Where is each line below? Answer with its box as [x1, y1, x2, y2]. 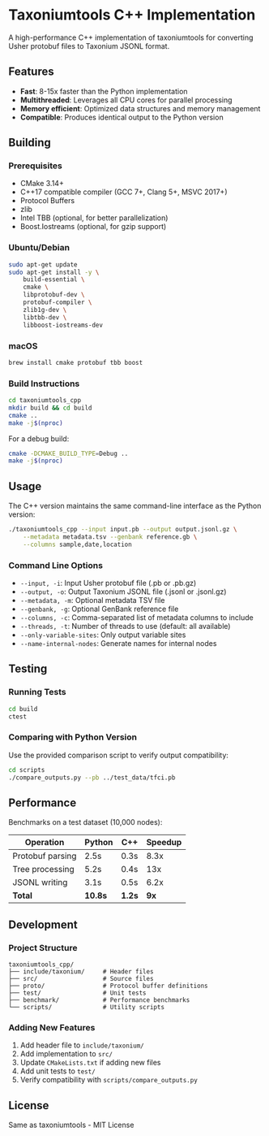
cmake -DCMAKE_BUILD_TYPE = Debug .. [8, 449, 129, 457]
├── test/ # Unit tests [8, 989, 147, 997]
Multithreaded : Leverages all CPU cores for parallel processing [19, 95, 233, 105]
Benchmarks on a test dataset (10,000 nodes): [8, 817, 163, 827]
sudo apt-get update [8, 260, 79, 269]
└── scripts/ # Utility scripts [8, 1004, 164, 1012]
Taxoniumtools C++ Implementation [8, 6, 256, 24]
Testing [8, 662, 48, 676]
